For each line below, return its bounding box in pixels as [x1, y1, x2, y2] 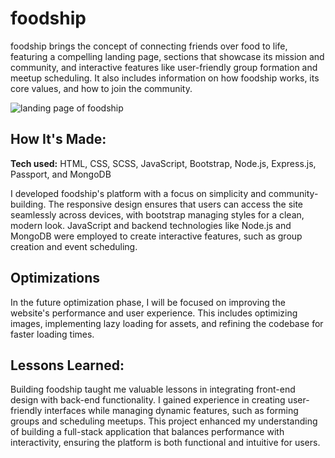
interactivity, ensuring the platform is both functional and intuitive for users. [10, 437, 321, 449]
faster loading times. [10, 328, 95, 340]
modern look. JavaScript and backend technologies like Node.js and [10, 219, 292, 231]
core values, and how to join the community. [10, 82, 193, 94]
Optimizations [10, 270, 100, 287]
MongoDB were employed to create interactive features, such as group [10, 230, 303, 242]
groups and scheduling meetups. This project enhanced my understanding [10, 415, 318, 427]
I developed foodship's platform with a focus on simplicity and [10, 187, 267, 199]
